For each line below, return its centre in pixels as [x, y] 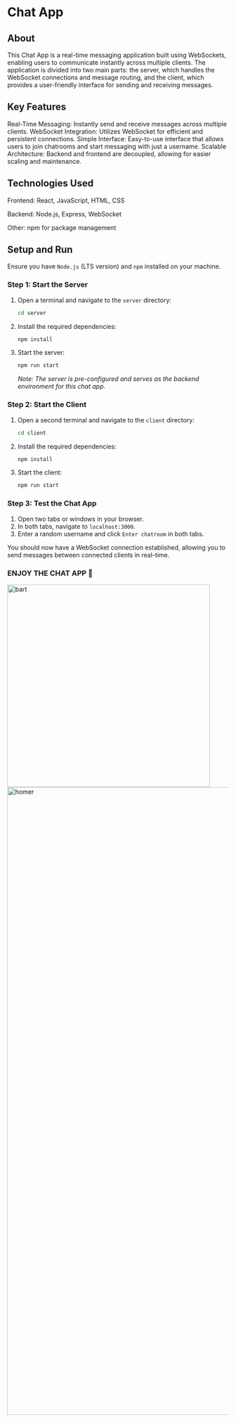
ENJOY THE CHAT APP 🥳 [50, 573]
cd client [32, 433]
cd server [32, 313]
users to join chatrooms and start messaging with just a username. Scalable [117, 146]
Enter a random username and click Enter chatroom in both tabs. [111, 534]
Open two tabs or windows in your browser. [80, 519]
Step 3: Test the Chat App [52, 503]
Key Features [37, 107]
